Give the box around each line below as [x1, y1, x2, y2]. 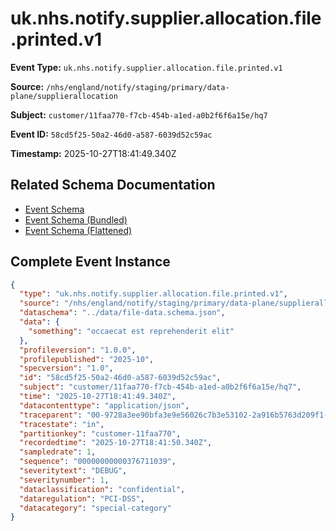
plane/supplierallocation [10, 91, 118, 101]
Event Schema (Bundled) [24, 213, 128, 226]
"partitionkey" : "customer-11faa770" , [19, 428, 182, 439]
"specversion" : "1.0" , [19, 363, 114, 374]
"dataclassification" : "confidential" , [19, 484, 186, 494]
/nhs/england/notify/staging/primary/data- [46, 82, 230, 92]
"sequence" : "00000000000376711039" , [19, 457, 177, 467]
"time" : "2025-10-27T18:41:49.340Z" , [19, 392, 177, 402]
